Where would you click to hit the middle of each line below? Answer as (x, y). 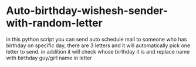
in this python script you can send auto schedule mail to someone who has (97, 39)
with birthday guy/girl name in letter (49, 58)
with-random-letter (54, 23)
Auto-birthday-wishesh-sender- (87, 11)
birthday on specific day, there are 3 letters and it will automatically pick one (98, 45)
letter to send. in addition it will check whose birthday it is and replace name (98, 51)
